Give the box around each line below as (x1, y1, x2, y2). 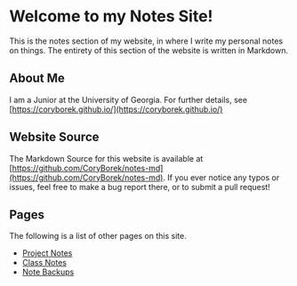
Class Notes (21, 258, 67, 268)
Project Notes (21, 248, 73, 258)
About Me (9, 71, 65, 86)
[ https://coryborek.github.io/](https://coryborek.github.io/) (9, 104, 223, 115)
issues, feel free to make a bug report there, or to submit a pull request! (9, 181, 271, 192)
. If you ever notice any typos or (163, 171, 280, 183)
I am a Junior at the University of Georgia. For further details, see (9, 94, 247, 105)
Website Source (9, 130, 100, 145)
